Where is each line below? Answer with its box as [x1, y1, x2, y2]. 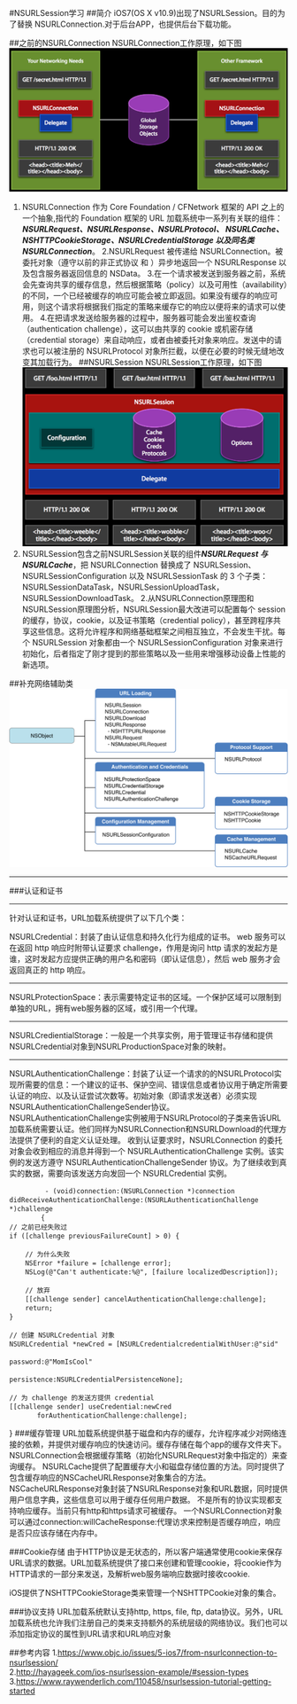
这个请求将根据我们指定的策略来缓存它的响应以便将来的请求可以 [45, 301, 278, 312]
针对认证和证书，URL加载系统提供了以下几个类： [9, 912, 187, 923]
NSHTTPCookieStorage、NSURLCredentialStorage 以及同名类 [21, 235, 255, 246]
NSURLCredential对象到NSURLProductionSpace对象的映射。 [9, 1041, 232, 1051]
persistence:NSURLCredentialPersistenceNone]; [9, 1375, 184, 1384]
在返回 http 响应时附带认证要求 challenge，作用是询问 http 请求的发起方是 [9, 942, 278, 953]
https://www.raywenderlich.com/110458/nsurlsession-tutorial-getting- [16, 1676, 272, 1686]
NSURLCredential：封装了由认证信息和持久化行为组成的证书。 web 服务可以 [9, 931, 286, 942]
